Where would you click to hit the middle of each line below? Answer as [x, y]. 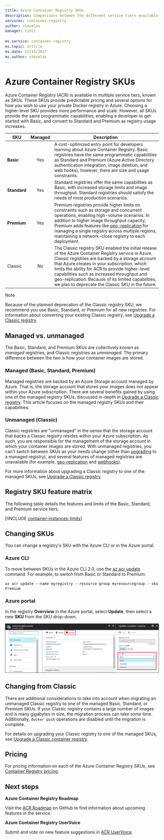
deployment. [67, 241]
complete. [15, 724]
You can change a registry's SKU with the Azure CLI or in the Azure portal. [80, 545]
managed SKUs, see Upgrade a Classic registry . [53, 476]
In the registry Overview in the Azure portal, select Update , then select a [79, 611]
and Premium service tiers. [32, 509]
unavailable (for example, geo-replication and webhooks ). [63, 462]
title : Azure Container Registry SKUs [44, 10]
